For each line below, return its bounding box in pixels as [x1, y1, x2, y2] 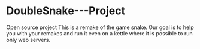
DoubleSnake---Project [6, 4, 126, 18]
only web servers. [6, 36, 51, 43]
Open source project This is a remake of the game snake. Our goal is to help [6, 24, 194, 31]
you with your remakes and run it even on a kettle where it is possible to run [6, 30, 193, 37]
